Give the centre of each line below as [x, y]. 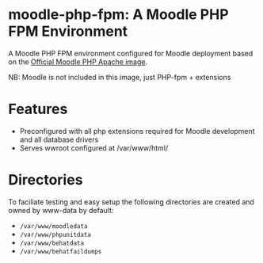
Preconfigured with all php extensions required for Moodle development [137, 131]
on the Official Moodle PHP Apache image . [78, 62]
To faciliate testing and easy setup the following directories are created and [131, 202]
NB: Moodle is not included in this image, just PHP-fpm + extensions [120, 77]
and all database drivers [59, 139]
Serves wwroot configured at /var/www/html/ [94, 147]
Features [38, 109]
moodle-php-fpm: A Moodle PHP [118, 15]
